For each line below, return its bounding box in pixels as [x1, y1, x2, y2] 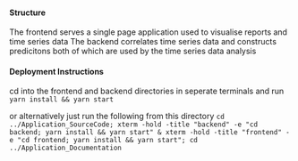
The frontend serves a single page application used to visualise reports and [9, 27, 288, 37]
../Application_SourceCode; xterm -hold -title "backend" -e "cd [9, 120, 258, 129]
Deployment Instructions [9, 66, 105, 76]
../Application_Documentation [9, 143, 123, 153]
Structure [9, 7, 47, 18]
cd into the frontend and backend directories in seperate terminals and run [9, 85, 285, 97]
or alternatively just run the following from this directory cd [9, 111, 226, 122]
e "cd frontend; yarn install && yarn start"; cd [9, 136, 199, 145]
